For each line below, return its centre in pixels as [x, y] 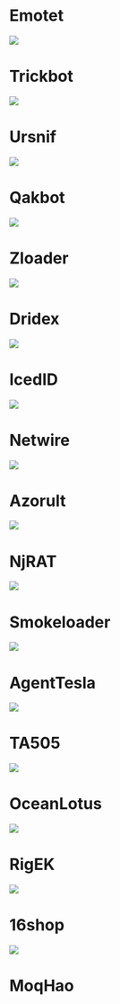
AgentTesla [53, 683]
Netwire [39, 440]
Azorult [38, 501]
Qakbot [37, 198]
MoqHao [42, 986]
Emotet [37, 16]
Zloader [39, 258]
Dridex [34, 319]
